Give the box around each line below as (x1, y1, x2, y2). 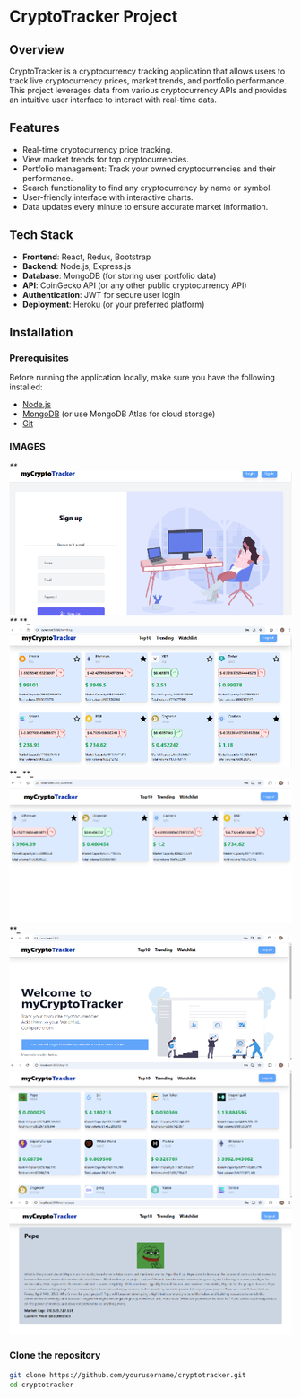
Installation (9, 325, 73, 340)
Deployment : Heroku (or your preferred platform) (21, 299, 205, 310)
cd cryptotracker (9, 1380, 74, 1389)
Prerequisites (9, 352, 69, 364)
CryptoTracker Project (9, 6, 178, 27)
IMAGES (9, 441, 47, 453)
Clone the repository (9, 1349, 101, 1361)
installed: (9, 381, 43, 392)
